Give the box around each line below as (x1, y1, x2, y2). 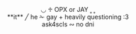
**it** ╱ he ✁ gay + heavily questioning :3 (6, 12, 130, 21)
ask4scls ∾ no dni (42, 20, 94, 28)
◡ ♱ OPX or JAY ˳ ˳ (40, 6, 96, 13)
